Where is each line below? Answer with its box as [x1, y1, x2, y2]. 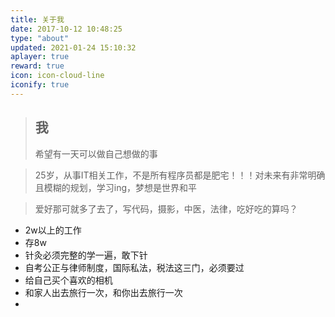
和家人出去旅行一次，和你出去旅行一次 [24, 286, 183, 298]
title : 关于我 [10, 14, 65, 25]
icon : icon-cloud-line [10, 71, 105, 81]
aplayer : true [10, 52, 70, 62]
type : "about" [10, 33, 70, 43]
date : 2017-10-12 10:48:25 [10, 24, 123, 34]
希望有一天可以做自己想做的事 [34, 147, 158, 160]
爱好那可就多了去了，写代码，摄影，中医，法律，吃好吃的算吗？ [34, 202, 298, 215]
